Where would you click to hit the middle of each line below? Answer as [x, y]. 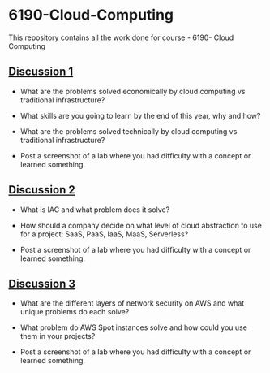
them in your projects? [58, 336]
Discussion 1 [41, 72]
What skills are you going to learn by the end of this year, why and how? [140, 115]
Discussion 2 [42, 190]
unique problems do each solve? [75, 312]
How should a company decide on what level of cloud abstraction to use [141, 225]
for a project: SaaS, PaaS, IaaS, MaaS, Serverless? [104, 234]
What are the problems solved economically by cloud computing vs [133, 91]
